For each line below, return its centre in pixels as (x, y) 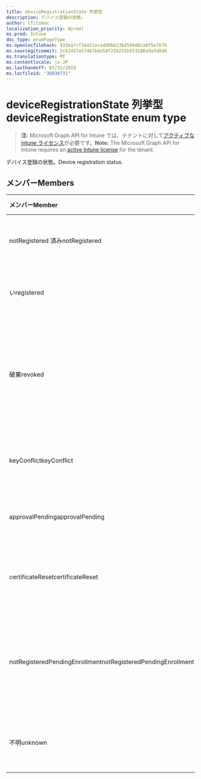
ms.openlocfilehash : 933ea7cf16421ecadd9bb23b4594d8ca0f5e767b (87, 46)
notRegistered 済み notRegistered (55, 241)
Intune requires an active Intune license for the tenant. (87, 150)
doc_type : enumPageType (36, 40)
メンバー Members (40, 183)
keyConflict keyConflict (41, 460)
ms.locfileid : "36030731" (38, 73)
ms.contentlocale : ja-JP (37, 62)
